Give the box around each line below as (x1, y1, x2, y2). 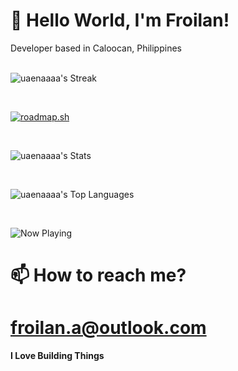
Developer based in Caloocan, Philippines (10, 42, 182, 54)
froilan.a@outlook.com (10, 317, 207, 339)
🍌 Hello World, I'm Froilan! (10, 9, 230, 32)
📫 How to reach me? (10, 264, 187, 287)
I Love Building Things (10, 350, 105, 362)
